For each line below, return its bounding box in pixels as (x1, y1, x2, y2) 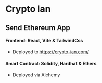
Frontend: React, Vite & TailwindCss (5, 38, 83, 44)
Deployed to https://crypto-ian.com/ (12, 49, 89, 55)
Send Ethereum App (5, 23, 70, 32)
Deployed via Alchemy (12, 72, 60, 78)
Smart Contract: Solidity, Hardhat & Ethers (5, 61, 97, 67)
